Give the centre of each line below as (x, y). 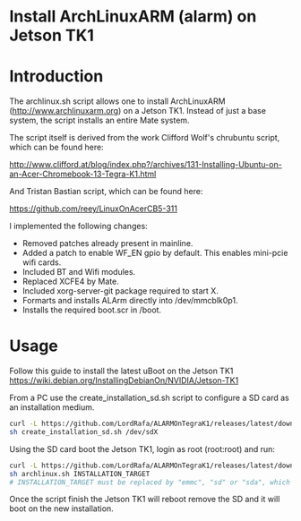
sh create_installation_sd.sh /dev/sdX (84, 431)
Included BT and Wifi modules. (79, 272)
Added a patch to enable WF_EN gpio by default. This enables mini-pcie (155, 253)
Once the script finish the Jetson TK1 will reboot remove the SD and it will (145, 500)
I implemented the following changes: (78, 226)
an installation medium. (52, 407)
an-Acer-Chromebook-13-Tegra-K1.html (83, 174)
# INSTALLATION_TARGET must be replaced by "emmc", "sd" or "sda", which (150, 482)
